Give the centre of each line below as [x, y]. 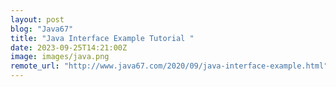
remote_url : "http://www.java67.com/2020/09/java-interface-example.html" [169, 66]
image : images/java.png [60, 57]
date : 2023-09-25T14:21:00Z [69, 47]
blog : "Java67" [42, 29]
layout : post [37, 19]
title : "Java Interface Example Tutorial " [102, 38]
